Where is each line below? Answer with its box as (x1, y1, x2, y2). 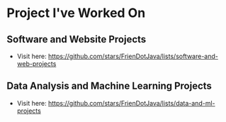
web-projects (16, 60, 57, 68)
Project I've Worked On (6, 5, 146, 21)
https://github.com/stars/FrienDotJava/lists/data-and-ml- (47, 99, 215, 107)
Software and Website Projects (6, 33, 147, 45)
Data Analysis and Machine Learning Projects (6, 80, 212, 92)
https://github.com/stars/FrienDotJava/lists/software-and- (47, 52, 219, 60)
